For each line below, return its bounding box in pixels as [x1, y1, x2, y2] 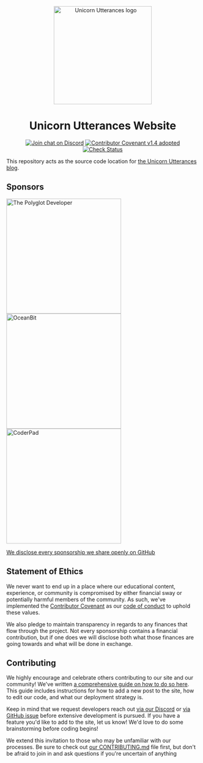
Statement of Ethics [6, 566, 84, 577]
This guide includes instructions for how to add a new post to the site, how [6, 687, 194, 694]
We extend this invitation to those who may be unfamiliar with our [6, 737, 171, 745]
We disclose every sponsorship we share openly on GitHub [6, 548, 155, 556]
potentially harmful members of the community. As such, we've [6, 596, 166, 603]
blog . [6, 164, 20, 171]
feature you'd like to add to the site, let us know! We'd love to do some [6, 718, 183, 726]
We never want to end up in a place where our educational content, [6, 583, 176, 590]
